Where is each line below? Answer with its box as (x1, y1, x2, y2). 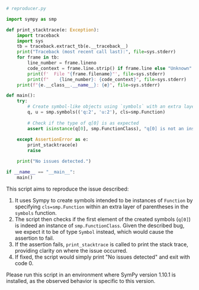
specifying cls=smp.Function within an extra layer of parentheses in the (14, 203, 188, 210)
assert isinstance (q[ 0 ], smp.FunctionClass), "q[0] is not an (27, 125, 184, 131)
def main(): (6, 92, 36, 99)
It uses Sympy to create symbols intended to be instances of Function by (14, 196, 193, 204)
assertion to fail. (14, 234, 54, 241)
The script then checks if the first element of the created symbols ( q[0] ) (14, 215, 191, 223)
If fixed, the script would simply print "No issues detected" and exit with (14, 253, 191, 260)
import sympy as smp (6, 16, 57, 22)
